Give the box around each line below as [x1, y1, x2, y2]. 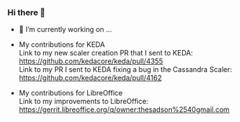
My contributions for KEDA [18, 40, 105, 49]
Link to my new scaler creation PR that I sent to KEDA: [18, 48, 194, 58]
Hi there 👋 [7, 7, 46, 18]
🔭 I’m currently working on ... [18, 25, 112, 34]
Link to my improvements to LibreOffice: [18, 97, 149, 106]
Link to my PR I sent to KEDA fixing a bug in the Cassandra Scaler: [18, 65, 232, 74]
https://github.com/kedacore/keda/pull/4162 [18, 74, 162, 83]
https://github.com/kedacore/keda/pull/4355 [18, 56, 164, 66]
